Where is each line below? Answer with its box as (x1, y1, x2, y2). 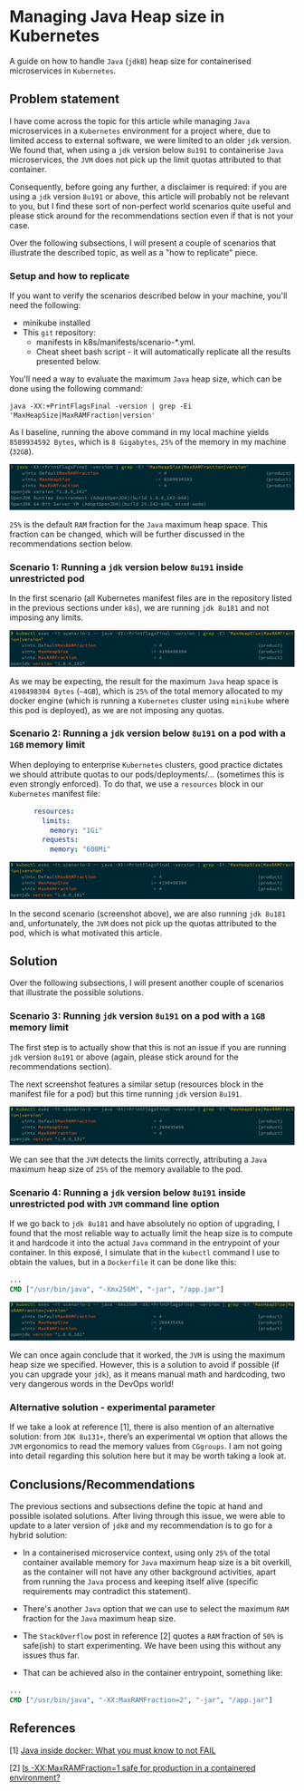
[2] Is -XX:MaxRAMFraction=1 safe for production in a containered (9, 1762, 256, 1773)
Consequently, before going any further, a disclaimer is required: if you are (9, 181, 288, 192)
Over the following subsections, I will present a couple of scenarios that (9, 237, 277, 248)
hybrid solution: (9, 1530, 68, 1541)
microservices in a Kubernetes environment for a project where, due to (9, 125, 271, 136)
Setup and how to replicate (9, 269, 130, 282)
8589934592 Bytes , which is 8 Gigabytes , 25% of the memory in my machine (9, 437, 287, 448)
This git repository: (22, 327, 97, 338)
